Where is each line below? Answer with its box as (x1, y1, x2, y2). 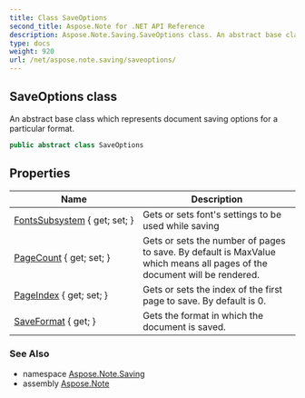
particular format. (9, 123, 75, 134)
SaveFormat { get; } (14, 314, 96, 327)
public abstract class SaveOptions (9, 140, 144, 150)
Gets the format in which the (142, 309, 264, 322)
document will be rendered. (142, 268, 261, 281)
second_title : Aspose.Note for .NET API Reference (9, 22, 205, 31)
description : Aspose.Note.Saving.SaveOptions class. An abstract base (9, 30, 282, 39)
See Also (9, 347, 50, 360)
